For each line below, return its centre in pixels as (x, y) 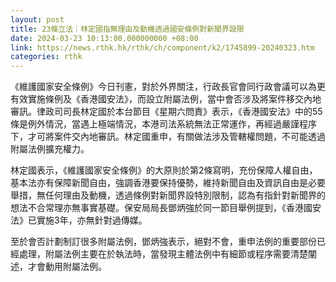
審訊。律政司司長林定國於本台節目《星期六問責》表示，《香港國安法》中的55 (166, 112)
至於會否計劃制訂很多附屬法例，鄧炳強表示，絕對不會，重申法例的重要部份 (163, 242)
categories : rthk (46, 57)
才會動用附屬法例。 (67, 267)
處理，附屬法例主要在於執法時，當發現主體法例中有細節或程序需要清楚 (163, 254)
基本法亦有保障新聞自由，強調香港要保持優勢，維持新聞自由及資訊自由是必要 (168, 183)
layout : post (37, 19)
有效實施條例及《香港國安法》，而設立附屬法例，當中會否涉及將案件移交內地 (166, 99)
